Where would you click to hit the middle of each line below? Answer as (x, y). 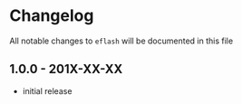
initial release (47, 90)
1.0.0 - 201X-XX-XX (66, 69)
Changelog (52, 16)
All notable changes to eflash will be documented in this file (121, 41)
